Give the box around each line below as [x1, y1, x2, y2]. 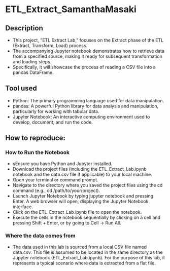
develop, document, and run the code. [12, 119, 93, 125]
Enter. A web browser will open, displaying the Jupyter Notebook [12, 198, 149, 204]
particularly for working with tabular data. [12, 108, 99, 114]
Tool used [5, 84, 37, 93]
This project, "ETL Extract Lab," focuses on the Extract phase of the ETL [12, 37, 164, 43]
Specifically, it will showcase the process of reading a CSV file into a [12, 64, 156, 70]
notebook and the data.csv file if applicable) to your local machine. [12, 171, 152, 177]
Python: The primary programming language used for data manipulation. [12, 97, 164, 103]
